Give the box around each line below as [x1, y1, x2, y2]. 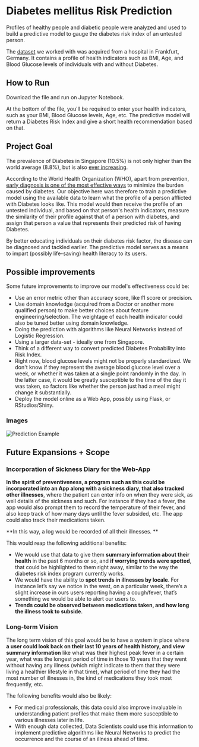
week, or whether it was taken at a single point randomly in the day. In [14, 370, 186, 377]
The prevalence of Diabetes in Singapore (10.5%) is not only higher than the [6, 157, 192, 164]
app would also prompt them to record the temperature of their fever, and [6, 504, 186, 511]
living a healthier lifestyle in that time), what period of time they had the [6, 668, 181, 675]
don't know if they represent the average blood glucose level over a [14, 364, 181, 371]
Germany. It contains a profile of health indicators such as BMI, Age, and [6, 54, 184, 61]
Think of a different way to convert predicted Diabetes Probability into [14, 345, 186, 352]
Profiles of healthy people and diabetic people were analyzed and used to [6, 24, 187, 31]
